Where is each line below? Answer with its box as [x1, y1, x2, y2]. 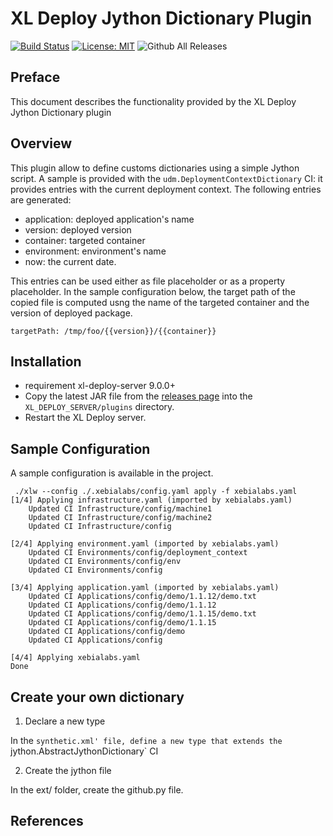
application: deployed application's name [24, 213, 195, 225]
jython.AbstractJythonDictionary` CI [10, 745, 159, 757]
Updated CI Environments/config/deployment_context [28, 548, 248, 558]
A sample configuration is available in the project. [10, 467, 214, 479]
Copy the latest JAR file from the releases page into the [24, 390, 253, 402]
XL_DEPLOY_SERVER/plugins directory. [24, 401, 175, 413]
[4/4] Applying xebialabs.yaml [10, 653, 141, 663]
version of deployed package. [10, 307, 133, 319]
